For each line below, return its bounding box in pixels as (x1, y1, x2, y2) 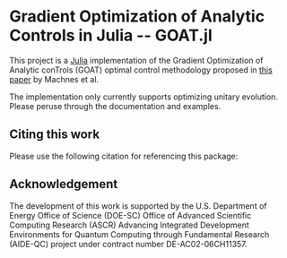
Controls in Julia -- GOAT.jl (9, 25, 213, 46)
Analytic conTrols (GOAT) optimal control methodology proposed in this (9, 64, 274, 75)
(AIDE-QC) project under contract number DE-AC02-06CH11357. (9, 238, 248, 249)
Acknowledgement (9, 176, 118, 192)
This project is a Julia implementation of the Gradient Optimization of (9, 55, 264, 65)
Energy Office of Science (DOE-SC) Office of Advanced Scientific (9, 210, 252, 220)
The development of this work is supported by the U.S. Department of (9, 200, 267, 211)
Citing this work (9, 127, 100, 142)
